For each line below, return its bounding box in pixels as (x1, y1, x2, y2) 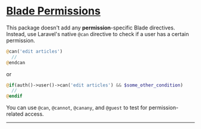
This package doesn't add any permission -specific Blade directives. (6, 24, 175, 31)
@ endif (6, 93, 23, 100)
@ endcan (6, 59, 26, 65)
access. (25, 110, 44, 118)
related (6, 110, 24, 118)
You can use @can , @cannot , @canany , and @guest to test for (6, 104, 148, 112)
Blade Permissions (6, 4, 100, 18)
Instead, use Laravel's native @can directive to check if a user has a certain (6, 30, 190, 37)
